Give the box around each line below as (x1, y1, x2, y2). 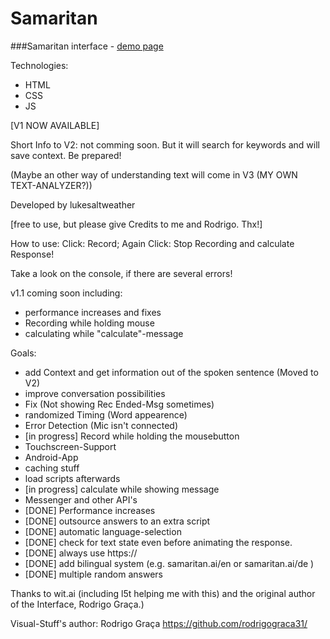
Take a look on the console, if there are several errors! (10, 267, 233, 279)
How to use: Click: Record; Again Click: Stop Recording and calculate (10, 237, 295, 249)
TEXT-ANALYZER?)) (10, 179, 93, 191)
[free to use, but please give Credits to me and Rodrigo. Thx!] (10, 218, 263, 230)
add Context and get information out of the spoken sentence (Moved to (24, 366, 319, 378)
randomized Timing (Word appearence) (24, 408, 188, 421)
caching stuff (24, 462, 80, 474)
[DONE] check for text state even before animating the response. (24, 536, 293, 548)
